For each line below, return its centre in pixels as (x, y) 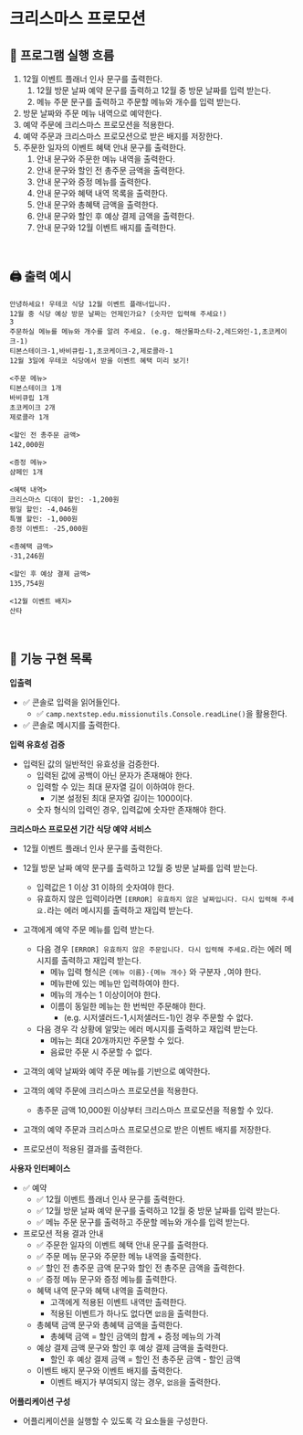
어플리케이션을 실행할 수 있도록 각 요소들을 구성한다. (115, 1420)
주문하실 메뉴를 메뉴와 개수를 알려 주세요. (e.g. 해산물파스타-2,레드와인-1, (136, 331)
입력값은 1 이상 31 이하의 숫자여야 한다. (105, 887)
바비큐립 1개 (30, 398)
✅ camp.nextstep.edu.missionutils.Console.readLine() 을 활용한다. (162, 713)
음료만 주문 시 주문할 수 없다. (101, 1051)
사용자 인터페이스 (40, 1168)
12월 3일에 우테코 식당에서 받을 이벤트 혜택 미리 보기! (99, 361)
